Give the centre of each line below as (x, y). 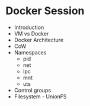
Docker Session (45, 11)
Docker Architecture (39, 40)
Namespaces (30, 52)
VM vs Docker (31, 33)
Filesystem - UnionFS (40, 97)
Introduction (29, 27)
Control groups (33, 90)
